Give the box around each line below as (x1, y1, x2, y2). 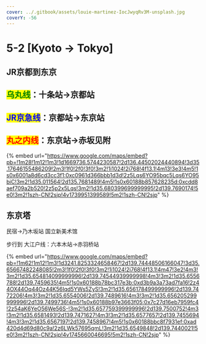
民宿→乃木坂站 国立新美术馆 (6, 227, 78, 235)
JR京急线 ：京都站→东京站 (6, 112, 105, 123)
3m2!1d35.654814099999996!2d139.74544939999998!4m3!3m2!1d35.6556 (6, 272, 200, 280)
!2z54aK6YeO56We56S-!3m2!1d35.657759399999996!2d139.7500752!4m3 (6, 305, 199, 313)
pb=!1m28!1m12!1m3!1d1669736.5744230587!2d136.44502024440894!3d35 (6, 158, 200, 166)
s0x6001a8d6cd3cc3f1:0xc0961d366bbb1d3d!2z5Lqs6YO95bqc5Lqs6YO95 (6, 171, 199, 178)
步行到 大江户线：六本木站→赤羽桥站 (6, 240, 99, 248)
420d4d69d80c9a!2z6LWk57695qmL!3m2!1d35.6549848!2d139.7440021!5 (6, 324, 198, 332)
